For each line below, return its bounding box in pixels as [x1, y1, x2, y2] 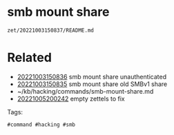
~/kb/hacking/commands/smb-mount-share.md [17, 87, 154, 95]
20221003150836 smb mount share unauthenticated [17, 72, 167, 81]
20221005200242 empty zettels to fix [17, 94, 126, 103]
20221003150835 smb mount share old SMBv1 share [17, 80, 168, 88]
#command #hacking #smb [7, 121, 76, 128]
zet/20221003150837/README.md [7, 27, 95, 34]
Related [7, 50, 52, 65]
